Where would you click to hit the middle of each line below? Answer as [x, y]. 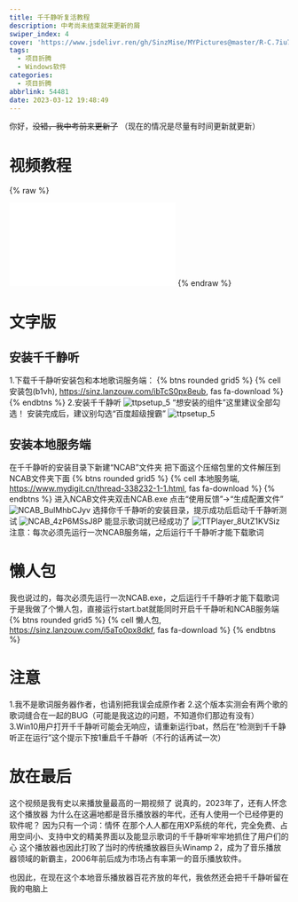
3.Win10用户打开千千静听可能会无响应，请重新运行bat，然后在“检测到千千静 [148, 726]
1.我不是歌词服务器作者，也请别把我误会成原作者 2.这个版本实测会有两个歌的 [149, 704]
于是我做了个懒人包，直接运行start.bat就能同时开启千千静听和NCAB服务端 [144, 609]
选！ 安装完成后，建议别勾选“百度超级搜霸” [88, 414]
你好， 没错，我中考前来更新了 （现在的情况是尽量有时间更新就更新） [134, 126]
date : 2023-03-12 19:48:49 [59, 100]
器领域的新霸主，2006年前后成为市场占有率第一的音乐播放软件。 [128, 858]
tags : [19, 51]
